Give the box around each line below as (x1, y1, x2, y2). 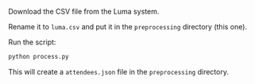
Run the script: (8, 37, 56, 47)
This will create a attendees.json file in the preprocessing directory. (8, 67, 229, 76)
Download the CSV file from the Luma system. (8, 7, 160, 16)
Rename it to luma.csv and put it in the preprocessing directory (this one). (8, 22, 248, 31)
